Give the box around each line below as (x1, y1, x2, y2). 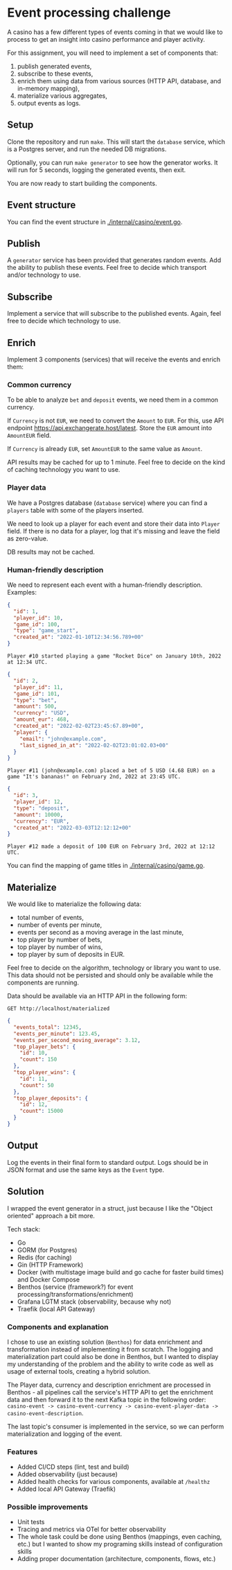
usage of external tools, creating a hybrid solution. (7, 1367, 151, 1375)
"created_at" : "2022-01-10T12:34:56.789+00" (13, 633, 144, 641)
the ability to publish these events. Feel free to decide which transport (7, 264, 207, 272)
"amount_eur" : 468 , (13, 716, 70, 723)
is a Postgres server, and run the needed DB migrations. (7, 144, 167, 153)
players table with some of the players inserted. (7, 506, 144, 514)
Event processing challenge (7, 5, 171, 21)
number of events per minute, (17, 921, 102, 929)
